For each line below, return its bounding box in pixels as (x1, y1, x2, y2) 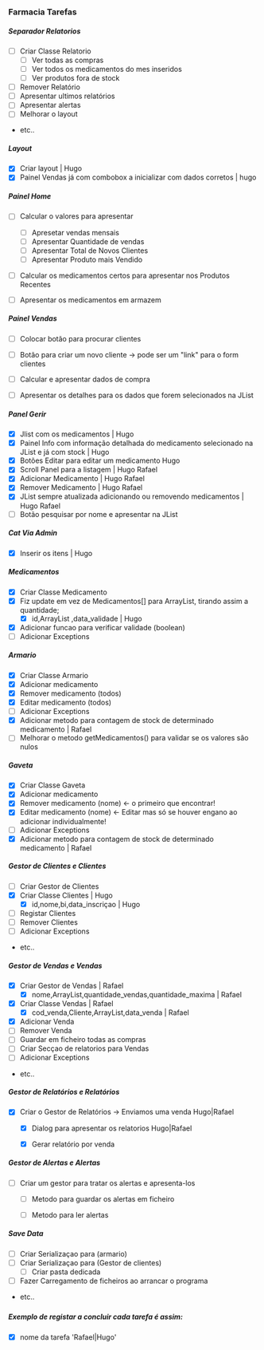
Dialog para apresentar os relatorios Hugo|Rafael (31, 1123, 192, 1133)
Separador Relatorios (8, 26, 81, 36)
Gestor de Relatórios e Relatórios (8, 1087, 120, 1097)
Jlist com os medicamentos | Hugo (19, 429, 134, 439)
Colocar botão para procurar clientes (19, 334, 142, 343)
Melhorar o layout (19, 109, 78, 119)
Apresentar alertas (19, 101, 81, 110)
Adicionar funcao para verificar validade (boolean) (19, 622, 185, 632)
